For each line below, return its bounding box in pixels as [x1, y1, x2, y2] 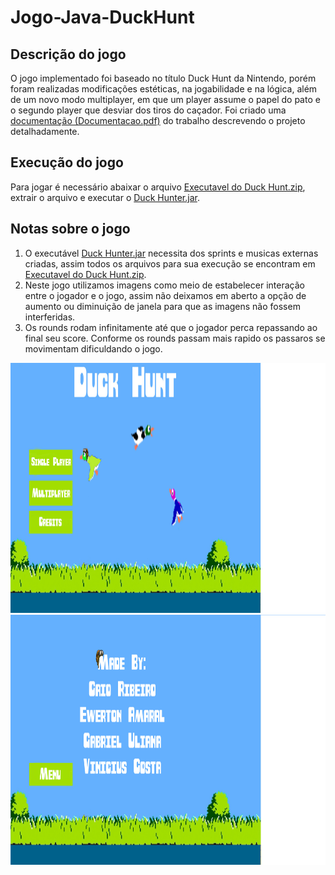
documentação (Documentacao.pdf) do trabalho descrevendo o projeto [10, 115, 306, 126]
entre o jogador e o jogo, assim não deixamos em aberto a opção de [24, 289, 307, 301]
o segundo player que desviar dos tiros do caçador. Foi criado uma [10, 104, 287, 116]
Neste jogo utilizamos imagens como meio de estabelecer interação [24, 279, 305, 291]
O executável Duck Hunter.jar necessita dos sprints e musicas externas [24, 247, 319, 259]
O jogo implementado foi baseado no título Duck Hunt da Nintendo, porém [10, 72, 317, 84]
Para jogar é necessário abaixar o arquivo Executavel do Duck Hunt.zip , [10, 181, 306, 193]
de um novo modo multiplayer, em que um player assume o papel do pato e [10, 94, 321, 105]
